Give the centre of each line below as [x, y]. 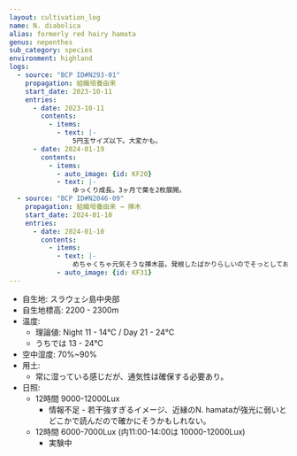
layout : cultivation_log [55, 17]
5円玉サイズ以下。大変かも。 [117, 141]
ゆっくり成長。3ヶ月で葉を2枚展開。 [129, 190]
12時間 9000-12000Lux [77, 398]
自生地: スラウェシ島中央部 [71, 298]
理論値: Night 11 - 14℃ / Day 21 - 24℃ [105, 332]
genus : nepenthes [41, 42]
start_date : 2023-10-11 [69, 91]
